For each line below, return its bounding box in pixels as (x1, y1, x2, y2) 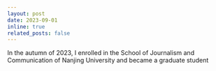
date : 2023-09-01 (7, 17, 58, 24)
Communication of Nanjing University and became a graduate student (7, 56, 209, 65)
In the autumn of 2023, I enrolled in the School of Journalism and (7, 49, 194, 57)
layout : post (7, 10, 45, 17)
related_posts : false (7, 29, 71, 37)
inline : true (7, 23, 45, 30)
